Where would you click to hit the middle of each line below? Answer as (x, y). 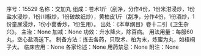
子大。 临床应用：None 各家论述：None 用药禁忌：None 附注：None (93, 47)
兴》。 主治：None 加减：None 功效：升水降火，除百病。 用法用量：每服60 (100, 32)
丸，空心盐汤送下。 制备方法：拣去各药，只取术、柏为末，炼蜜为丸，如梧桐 (101, 39)
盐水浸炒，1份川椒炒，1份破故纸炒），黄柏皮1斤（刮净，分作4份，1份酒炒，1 (100, 16)
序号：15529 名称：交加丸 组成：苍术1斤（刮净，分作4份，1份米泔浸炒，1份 (101, 9)
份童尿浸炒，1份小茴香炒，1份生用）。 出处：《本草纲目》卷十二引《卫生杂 (98, 24)
